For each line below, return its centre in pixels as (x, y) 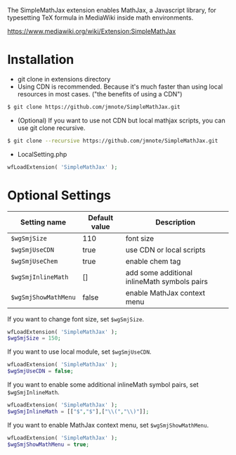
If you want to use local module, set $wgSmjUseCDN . (79, 352)
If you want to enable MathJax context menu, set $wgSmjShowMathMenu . (108, 425)
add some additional (159, 272)
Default (100, 217)
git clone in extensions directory (64, 79)
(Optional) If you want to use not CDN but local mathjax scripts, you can (122, 120)
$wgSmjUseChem (34, 261)
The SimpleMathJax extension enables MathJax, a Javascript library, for (112, 10)
